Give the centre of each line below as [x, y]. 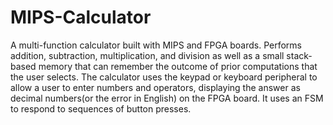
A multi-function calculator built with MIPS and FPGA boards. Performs [156, 45]
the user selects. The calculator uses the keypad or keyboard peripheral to [164, 77]
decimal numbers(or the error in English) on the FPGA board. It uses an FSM [167, 98]
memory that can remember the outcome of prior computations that [178, 66]
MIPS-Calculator [81, 17]
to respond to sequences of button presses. [101, 108]
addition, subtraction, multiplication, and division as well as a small [147, 55]
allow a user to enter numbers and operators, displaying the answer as [155, 87]
